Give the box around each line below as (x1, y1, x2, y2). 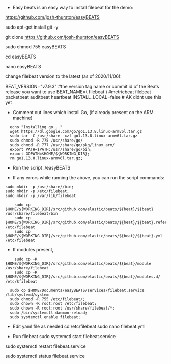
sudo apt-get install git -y (5, 24, 59, 30)
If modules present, (12, 247, 54, 253)
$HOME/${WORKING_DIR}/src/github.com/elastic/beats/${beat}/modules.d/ (5, 274, 160, 279)
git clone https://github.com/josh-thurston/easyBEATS (5, 34, 119, 40)
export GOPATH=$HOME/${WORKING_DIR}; (10, 151, 90, 156)
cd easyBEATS (5, 53, 37, 60)
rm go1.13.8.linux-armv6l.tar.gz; (10, 156, 83, 161)
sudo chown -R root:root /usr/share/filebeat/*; (10, 305, 115, 311)
